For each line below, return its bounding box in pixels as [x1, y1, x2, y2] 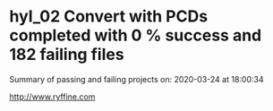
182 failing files [9, 45, 124, 64]
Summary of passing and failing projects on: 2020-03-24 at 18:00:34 [9, 73, 264, 84]
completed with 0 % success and [9, 25, 262, 46]
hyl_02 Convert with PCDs [9, 6, 209, 27]
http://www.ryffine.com [9, 91, 96, 102]
